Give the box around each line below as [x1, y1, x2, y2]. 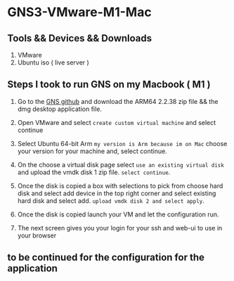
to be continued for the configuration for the [7, 251, 205, 263]
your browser [17, 231, 57, 240]
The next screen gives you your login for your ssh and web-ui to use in [17, 223, 223, 232]
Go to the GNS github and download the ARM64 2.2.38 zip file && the [17, 97, 219, 105]
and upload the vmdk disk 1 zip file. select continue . [17, 168, 171, 176]
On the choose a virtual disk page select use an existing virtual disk [17, 160, 225, 169]
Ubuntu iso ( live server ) [17, 58, 89, 67]
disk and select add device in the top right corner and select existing [17, 189, 216, 197]
